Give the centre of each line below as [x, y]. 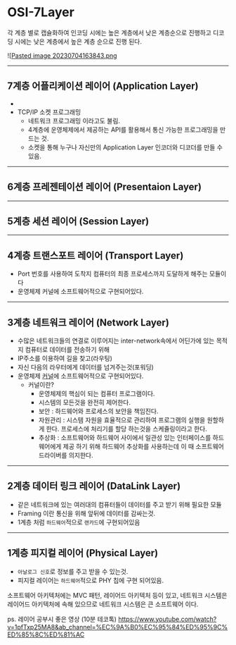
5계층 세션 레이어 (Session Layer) [78, 221]
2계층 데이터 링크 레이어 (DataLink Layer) [94, 486]
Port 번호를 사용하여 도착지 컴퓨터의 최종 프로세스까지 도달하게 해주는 [113, 274]
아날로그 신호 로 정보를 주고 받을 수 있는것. [73, 571]
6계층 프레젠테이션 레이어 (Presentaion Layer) [105, 187]
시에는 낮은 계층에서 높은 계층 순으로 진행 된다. [78, 41]
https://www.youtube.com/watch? [168, 619]
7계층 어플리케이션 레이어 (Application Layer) [103, 86]
